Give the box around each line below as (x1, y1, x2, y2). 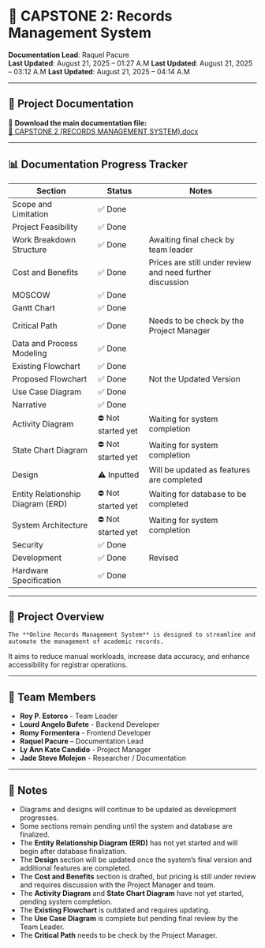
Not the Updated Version (148, 373, 241, 384)
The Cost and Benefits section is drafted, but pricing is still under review (19, 872, 256, 881)
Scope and (12, 198, 53, 209)
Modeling (12, 348, 47, 359)
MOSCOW (12, 289, 50, 300)
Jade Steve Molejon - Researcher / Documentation (19, 754, 187, 763)
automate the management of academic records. (8, 638, 164, 646)
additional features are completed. (19, 863, 132, 872)
